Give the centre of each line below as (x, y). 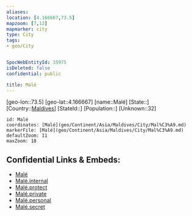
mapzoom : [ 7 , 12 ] (27, 23)
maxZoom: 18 (21, 141)
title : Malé (21, 85)
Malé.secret (30, 207)
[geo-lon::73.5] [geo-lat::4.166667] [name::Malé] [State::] (78, 102)
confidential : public (34, 74)
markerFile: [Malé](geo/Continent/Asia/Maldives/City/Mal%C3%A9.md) (95, 131)
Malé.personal (33, 200)
